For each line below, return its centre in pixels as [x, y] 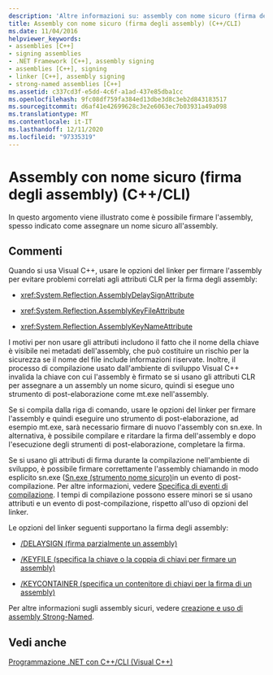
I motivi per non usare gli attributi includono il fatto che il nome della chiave [134, 342]
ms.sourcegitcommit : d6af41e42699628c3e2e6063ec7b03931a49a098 [118, 107]
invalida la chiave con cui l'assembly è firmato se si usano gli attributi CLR [132, 377]
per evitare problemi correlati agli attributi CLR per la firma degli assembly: [133, 279]
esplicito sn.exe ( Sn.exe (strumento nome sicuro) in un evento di [115, 477]
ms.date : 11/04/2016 [43, 31]
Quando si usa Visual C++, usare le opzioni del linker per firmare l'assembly [135, 271]
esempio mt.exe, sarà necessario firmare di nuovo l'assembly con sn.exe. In [135, 427]
